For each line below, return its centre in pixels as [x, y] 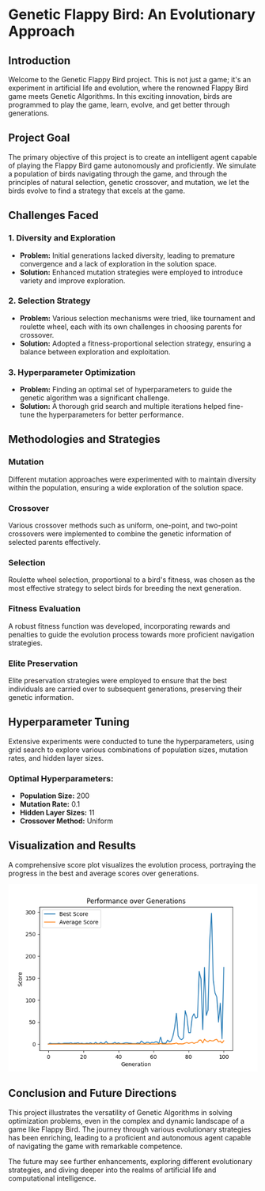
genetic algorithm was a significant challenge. [95, 398]
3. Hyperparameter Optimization [72, 372]
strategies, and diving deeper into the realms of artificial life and [112, 1170]
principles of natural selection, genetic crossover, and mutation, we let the [129, 182]
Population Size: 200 [55, 796]
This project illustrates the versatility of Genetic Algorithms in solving [120, 1112]
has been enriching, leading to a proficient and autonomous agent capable [130, 1137]
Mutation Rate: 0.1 [50, 804]
